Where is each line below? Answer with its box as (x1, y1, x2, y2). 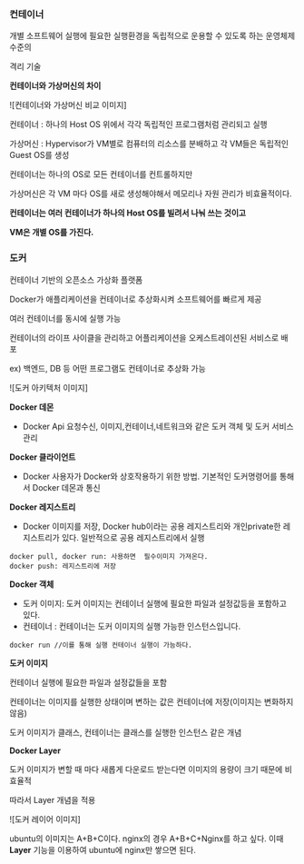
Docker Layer (9, 745, 62, 756)
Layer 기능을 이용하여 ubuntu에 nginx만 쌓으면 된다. (9, 844, 197, 855)
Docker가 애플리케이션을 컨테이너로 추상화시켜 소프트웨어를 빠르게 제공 (9, 293, 262, 304)
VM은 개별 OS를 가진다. (9, 227, 94, 238)
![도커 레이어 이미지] (9, 813, 82, 824)
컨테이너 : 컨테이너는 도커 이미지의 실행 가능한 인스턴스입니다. (22, 621, 241, 631)
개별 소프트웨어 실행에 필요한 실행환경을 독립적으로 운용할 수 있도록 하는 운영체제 (9, 30, 296, 42)
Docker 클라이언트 (9, 452, 76, 462)
